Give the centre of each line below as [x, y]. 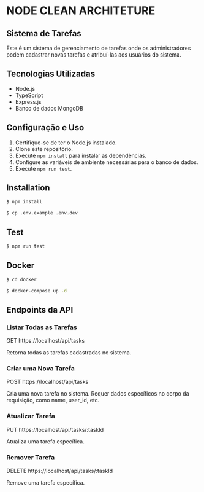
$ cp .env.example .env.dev [42, 213]
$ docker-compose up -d [37, 291]
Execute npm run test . [43, 168]
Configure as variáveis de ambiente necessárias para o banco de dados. [107, 162]
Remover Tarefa [31, 457]
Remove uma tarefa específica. [46, 483]
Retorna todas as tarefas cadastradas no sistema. [69, 353]
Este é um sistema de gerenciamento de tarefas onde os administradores [99, 48]
